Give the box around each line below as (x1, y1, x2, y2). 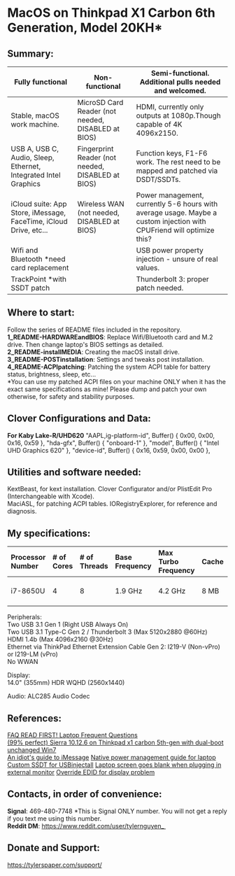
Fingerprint (77, 144, 114, 153)
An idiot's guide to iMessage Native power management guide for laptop (7, 754, 217, 762)
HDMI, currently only (136, 102, 204, 111)
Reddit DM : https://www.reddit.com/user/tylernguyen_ (7, 821, 164, 830)
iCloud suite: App (10, 199, 67, 209)
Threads (79, 561, 108, 571)
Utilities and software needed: (7, 467, 142, 479)
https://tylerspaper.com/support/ (7, 861, 103, 869)
